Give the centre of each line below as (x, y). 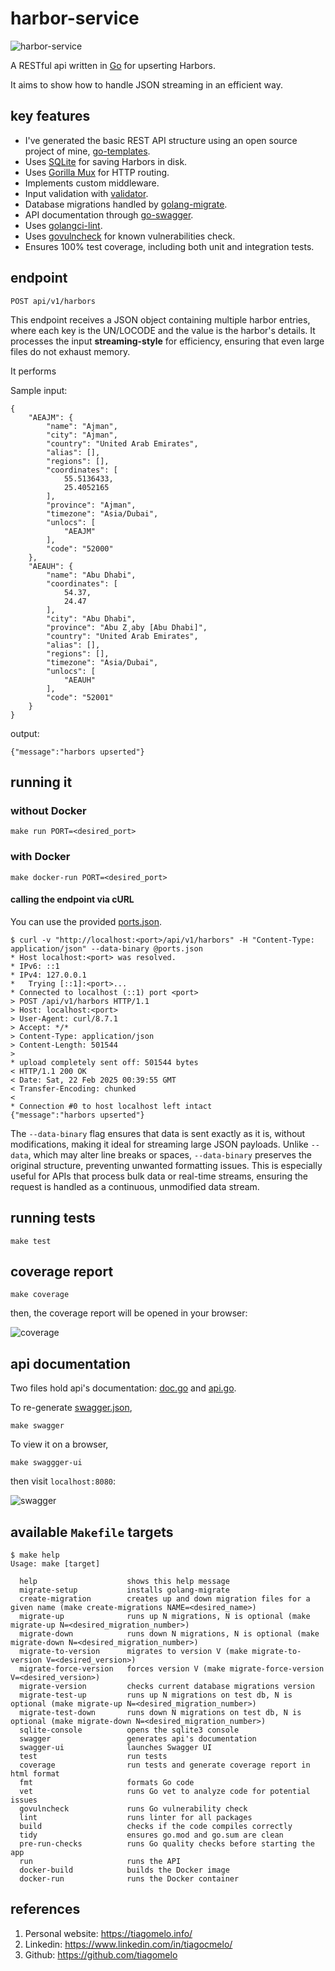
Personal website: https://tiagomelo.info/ (108, 1933)
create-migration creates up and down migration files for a (165, 1599)
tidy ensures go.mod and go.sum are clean (151, 1835)
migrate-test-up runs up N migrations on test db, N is (156, 1695)
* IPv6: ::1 (35, 966)
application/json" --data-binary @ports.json (106, 948)
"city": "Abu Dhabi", (91, 618)
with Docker (40, 857)
